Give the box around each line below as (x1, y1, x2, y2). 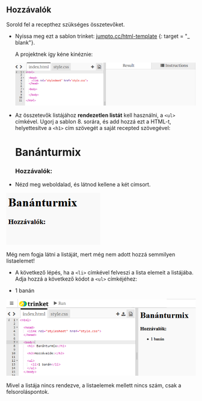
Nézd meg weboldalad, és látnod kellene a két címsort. (14, 181, 151, 188)
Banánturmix (14, 146, 81, 159)
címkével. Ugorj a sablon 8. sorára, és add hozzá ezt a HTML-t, (14, 118, 171, 125)
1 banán (14, 287, 35, 294)
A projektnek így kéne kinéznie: (14, 51, 93, 58)
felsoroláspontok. (6, 388, 49, 396)
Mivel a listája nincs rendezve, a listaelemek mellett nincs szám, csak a (6, 382, 182, 389)
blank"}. (14, 39, 35, 46)
